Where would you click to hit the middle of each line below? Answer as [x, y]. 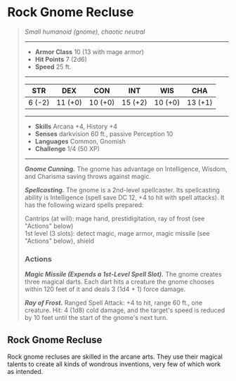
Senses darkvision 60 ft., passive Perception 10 [104, 133]
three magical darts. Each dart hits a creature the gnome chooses [119, 282]
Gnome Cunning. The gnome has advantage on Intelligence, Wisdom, [126, 168]
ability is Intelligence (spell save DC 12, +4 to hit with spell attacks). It [124, 197]
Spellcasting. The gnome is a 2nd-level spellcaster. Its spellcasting [122, 189]
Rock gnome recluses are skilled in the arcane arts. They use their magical [115, 357]
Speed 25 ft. [53, 67]
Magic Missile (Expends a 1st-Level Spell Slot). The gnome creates [123, 274]
